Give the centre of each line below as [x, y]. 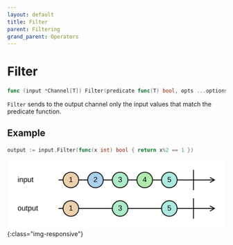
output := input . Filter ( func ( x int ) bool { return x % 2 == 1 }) [101, 150]
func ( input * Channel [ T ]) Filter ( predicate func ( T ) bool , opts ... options [118, 91]
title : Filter [28, 22]
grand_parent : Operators [43, 37]
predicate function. [34, 111]
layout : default [31, 15]
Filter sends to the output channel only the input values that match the [109, 105]
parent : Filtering [34, 29]
